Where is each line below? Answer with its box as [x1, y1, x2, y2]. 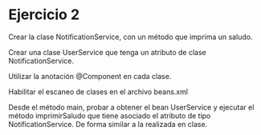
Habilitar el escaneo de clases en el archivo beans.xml [8, 86, 189, 97]
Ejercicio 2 [8, 6, 80, 24]
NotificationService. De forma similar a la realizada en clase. [8, 119, 208, 129]
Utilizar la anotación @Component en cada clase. [8, 71, 172, 81]
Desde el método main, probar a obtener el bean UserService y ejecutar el [8, 102, 255, 112]
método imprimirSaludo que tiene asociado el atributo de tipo [8, 110, 211, 121]
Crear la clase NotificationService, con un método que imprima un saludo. [8, 32, 253, 42]
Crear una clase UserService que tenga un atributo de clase [8, 47, 206, 57]
